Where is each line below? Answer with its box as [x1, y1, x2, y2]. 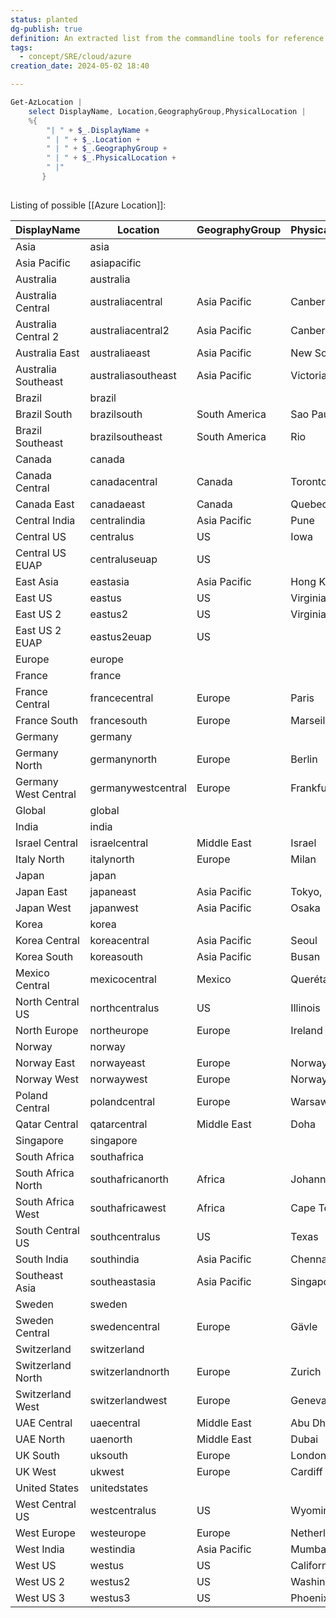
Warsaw [290, 1094, 329, 1108]
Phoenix [290, 1591, 330, 1605]
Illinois [290, 1001, 321, 1015]
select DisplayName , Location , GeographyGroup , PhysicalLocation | [28, 106, 307, 116]
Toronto [290, 474, 328, 488]
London [290, 1448, 327, 1462]
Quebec [290, 497, 328, 511]
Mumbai [290, 1542, 330, 1556]
